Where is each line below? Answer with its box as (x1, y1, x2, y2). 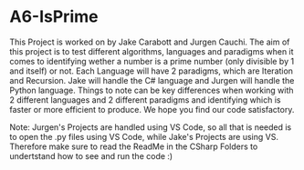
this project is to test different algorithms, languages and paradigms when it (9, 45, 294, 56)
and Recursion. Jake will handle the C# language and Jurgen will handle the (9, 75, 295, 85)
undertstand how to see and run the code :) (9, 150, 173, 161)
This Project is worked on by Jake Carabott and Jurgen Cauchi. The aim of (9, 36, 290, 47)
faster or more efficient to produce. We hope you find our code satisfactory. (9, 104, 295, 115)
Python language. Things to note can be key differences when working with (9, 85, 294, 95)
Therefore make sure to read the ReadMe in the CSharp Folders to (9, 141, 258, 152)
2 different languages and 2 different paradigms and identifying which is (9, 94, 281, 105)
